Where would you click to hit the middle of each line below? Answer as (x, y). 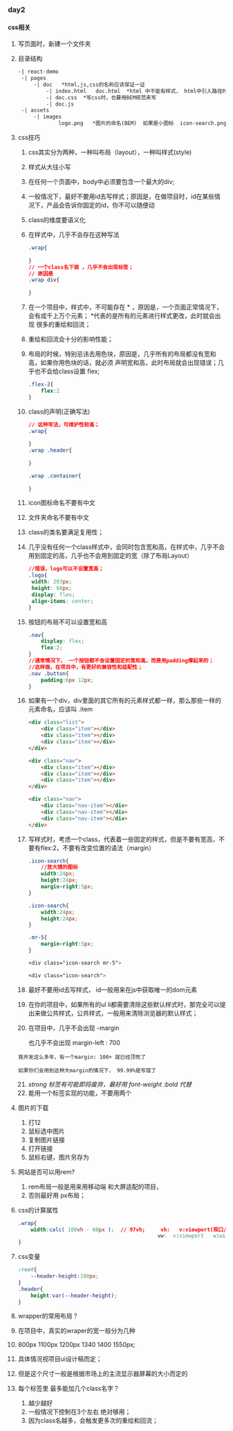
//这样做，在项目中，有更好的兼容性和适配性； (85, 667)
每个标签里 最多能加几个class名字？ (68, 1389)
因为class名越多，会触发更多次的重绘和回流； (93, 1421)
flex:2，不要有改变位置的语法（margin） (97, 847)
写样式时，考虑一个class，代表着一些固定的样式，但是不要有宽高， (123, 839)
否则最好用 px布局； (57, 1195)
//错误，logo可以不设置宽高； (66, 569)
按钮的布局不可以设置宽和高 (68, 622)
